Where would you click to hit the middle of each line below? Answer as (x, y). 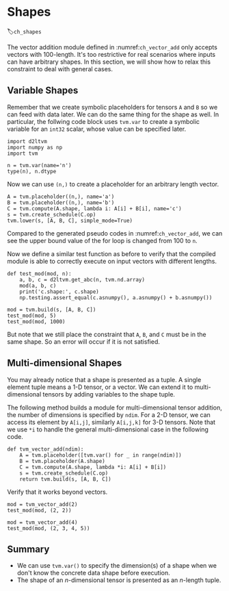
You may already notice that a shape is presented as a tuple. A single (104, 379)
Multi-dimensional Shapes (65, 363)
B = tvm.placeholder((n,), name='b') (61, 203)
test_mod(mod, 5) (32, 316)
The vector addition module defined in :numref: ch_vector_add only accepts (112, 47)
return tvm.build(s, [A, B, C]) (65, 479)
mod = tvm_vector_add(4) (42, 522)
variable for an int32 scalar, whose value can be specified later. (97, 129)
